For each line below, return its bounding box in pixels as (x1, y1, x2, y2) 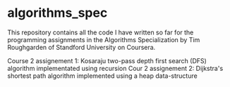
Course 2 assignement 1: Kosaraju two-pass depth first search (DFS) (7, 56, 207, 65)
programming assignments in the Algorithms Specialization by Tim (7, 35, 200, 43)
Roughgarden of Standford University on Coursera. (7, 43, 156, 51)
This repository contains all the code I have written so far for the (7, 28, 194, 36)
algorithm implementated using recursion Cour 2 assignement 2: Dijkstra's (7, 64, 224, 72)
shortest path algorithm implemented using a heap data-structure (7, 72, 198, 80)
